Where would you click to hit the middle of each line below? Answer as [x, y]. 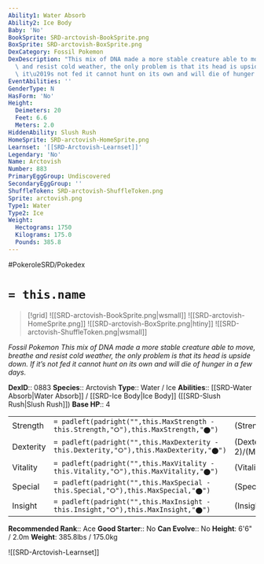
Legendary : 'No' [35, 154]
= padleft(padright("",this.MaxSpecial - [132, 482]
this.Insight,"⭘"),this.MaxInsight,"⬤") [132, 509]
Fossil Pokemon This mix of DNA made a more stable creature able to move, [132, 347]
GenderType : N [31, 88]
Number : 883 [27, 169]
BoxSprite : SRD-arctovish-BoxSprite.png [75, 45]
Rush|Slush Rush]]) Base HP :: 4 [59, 404]
